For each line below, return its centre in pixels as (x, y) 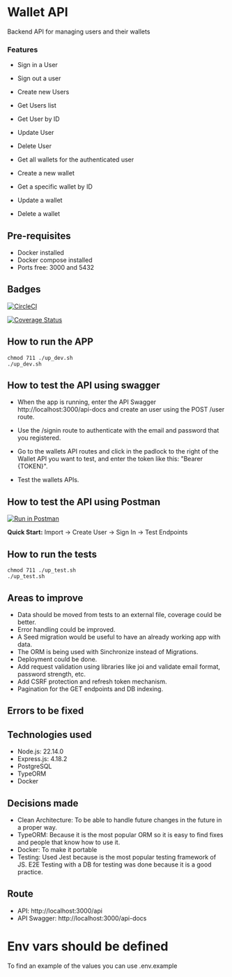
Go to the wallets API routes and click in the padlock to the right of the (118, 451)
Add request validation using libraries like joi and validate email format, (119, 666)
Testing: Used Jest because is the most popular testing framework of (117, 857)
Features (23, 50)
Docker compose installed (55, 260)
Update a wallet (40, 201)
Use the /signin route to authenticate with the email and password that (118, 430)
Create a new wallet (46, 173)
